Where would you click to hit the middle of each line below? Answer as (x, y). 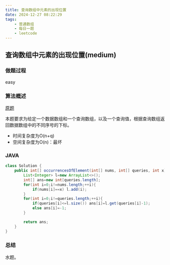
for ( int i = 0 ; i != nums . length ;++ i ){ (60, 185)
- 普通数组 (24, 24)
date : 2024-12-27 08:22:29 (34, 15)
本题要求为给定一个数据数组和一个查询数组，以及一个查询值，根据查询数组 (83, 119)
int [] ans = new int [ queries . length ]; (62, 180)
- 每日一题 (24, 29)
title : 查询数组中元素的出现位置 (36, 10)
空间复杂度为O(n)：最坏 (37, 142)
